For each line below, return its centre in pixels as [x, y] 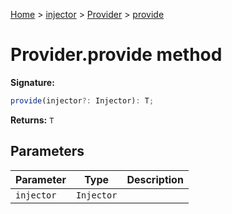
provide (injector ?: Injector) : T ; [82, 100]
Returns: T [32, 120]
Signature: [32, 82]
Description [155, 179]
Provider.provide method [116, 55]
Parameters [47, 151]
